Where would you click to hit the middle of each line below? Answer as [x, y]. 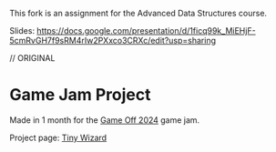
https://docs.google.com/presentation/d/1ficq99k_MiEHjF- [146, 30]
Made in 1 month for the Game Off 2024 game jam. [105, 120]
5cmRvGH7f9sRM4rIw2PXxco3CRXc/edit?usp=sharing [113, 41]
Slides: [22, 30]
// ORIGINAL [32, 58]
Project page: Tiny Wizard [58, 137]
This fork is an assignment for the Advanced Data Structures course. [138, 13]
